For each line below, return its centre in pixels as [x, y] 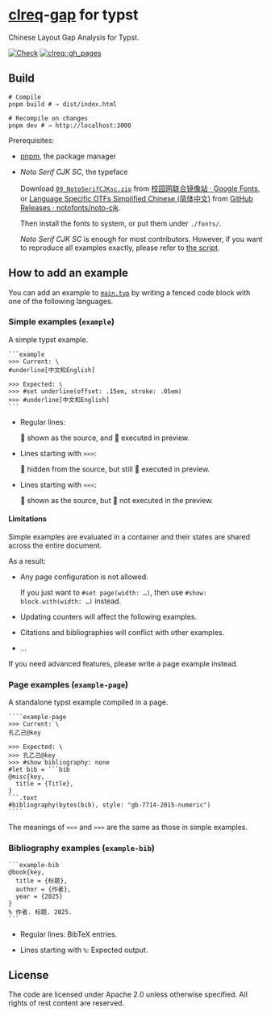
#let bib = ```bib [39, 770]
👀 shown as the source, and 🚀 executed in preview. [104, 438]
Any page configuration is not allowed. [84, 577]
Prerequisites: [31, 140]
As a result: [27, 561]
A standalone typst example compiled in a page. [88, 702]
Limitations [27, 519]
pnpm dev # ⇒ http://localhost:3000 [70, 125]
